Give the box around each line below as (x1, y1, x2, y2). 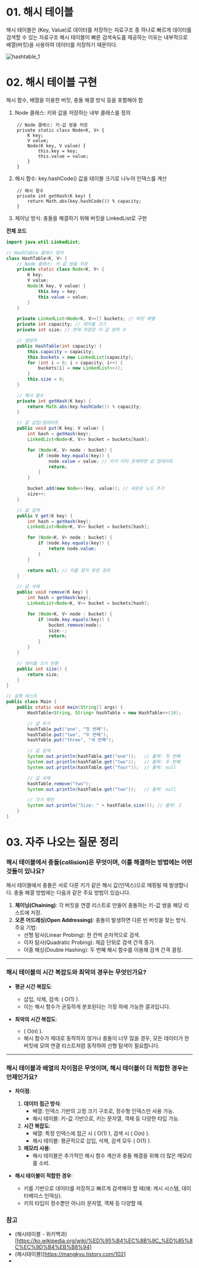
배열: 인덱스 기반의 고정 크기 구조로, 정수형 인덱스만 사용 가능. (32, 1107, 175, 1115)
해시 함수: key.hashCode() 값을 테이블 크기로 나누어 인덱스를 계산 (14, 175, 167, 182)
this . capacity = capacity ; (27, 348, 94, 354)
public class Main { (6, 699, 57, 705)
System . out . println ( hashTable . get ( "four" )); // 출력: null (27, 764, 176, 770)
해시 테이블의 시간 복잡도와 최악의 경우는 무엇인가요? (6, 968, 147, 977)
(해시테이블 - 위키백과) (14, 1231, 68, 1238)
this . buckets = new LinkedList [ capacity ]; (27, 354, 134, 360)
